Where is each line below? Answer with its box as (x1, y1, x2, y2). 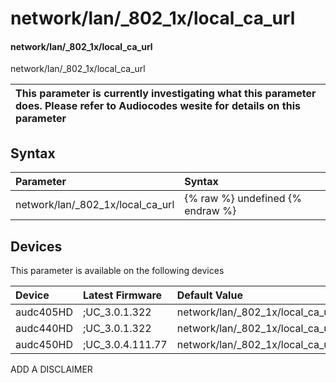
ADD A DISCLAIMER (10, 363, 93, 376)
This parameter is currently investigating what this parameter (15, 87, 317, 101)
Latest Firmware (82, 288, 163, 302)
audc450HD (15, 338, 73, 352)
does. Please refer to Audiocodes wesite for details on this (15, 99, 301, 113)
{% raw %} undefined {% (184, 192, 302, 206)
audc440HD (15, 322, 73, 336)
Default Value (176, 288, 243, 302)
